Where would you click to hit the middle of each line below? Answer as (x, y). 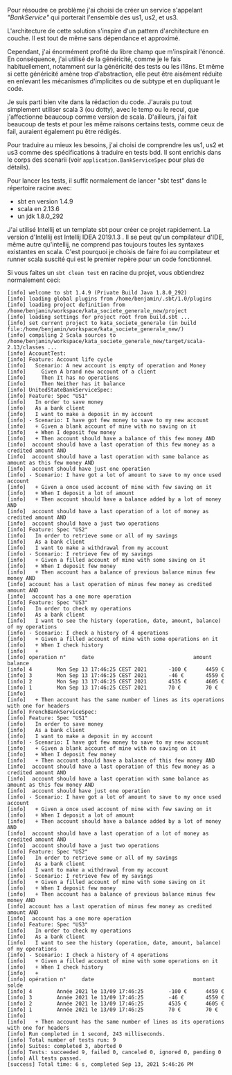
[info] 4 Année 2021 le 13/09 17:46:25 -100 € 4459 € (116, 992)
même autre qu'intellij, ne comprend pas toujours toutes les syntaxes (106, 244)
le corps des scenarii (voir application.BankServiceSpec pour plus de (106, 160)
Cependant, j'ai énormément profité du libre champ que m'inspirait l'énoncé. (116, 52)
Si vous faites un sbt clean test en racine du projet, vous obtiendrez (106, 273)
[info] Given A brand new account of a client (82, 372)
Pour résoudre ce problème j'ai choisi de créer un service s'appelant (105, 10)
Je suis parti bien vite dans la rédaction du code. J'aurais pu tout (100, 102)
